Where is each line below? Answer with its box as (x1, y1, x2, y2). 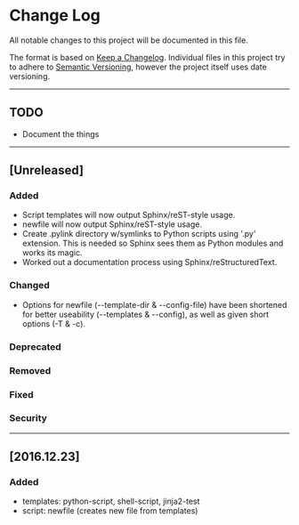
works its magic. (21, 247, 83, 258)
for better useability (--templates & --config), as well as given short (21, 309, 270, 319)
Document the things (21, 128, 100, 139)
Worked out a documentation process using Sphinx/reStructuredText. (21, 257, 278, 268)
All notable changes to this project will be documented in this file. (9, 35, 249, 45)
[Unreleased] (9, 163, 85, 178)
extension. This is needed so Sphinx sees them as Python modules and (21, 238, 284, 249)
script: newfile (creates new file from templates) (21, 505, 198, 516)
